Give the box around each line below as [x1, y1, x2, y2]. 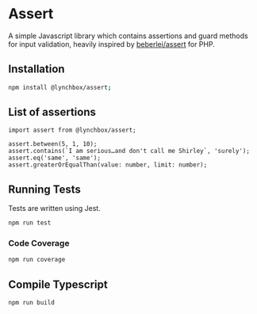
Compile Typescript [8, 278, 109, 291]
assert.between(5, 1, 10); [8, 140, 98, 148]
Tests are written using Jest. [8, 204, 101, 213]
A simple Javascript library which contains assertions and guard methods [8, 31, 248, 40]
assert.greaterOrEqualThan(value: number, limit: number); [8, 161, 208, 169]
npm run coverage [8, 255, 66, 264]
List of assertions [8, 105, 97, 119]
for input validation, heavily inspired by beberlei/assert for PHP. [8, 39, 216, 48]
